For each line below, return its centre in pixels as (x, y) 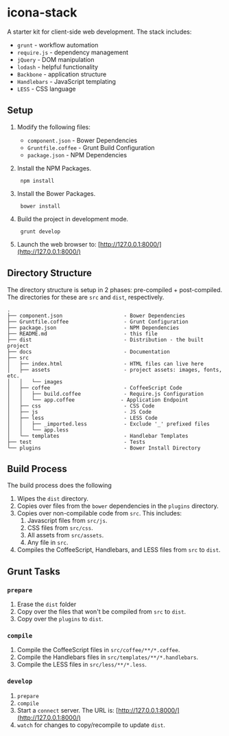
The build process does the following (59, 485)
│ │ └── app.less (38, 430)
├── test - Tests (76, 442)
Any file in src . (48, 543)
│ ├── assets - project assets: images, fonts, (115, 370)
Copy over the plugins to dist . (60, 619)
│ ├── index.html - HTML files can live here (106, 364)
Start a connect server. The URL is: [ (68, 710)
